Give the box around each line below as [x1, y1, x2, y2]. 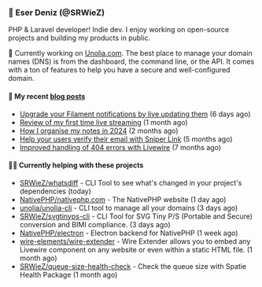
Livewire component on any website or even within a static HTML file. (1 [19, 245, 253, 254]
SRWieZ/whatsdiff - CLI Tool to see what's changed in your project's [19, 178, 242, 187]
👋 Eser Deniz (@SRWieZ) [8, 7, 105, 18]
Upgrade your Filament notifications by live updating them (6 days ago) [19, 109, 251, 119]
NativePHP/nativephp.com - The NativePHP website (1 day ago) [19, 194, 227, 204]
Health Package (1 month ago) [19, 270, 118, 279]
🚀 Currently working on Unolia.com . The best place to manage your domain [8, 49, 253, 58]
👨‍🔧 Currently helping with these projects [8, 160, 144, 170]
